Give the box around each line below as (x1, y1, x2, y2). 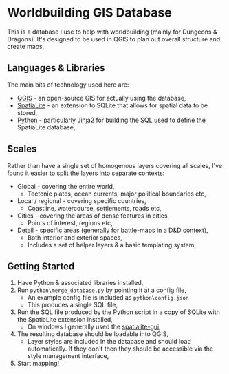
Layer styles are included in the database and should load (27, 337, 191, 346)
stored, (17, 108, 38, 116)
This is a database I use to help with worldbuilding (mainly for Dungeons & (7, 28, 218, 36)
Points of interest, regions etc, (27, 218, 113, 227)
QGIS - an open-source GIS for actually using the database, (17, 94, 186, 102)
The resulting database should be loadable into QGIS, (17, 330, 168, 338)
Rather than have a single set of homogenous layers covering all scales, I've (7, 161, 222, 169)
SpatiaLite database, (17, 123, 76, 132)
